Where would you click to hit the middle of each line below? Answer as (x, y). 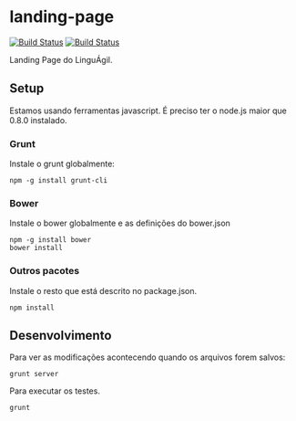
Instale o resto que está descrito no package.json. (103, 290)
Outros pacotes (45, 271)
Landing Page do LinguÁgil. (61, 59)
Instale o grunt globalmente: (62, 164)
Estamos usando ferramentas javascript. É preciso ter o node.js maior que (148, 111)
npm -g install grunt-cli (58, 181)
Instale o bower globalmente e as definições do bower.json (120, 223)
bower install (36, 248)
